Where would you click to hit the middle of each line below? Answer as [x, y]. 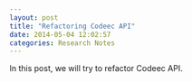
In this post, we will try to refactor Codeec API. [96, 68]
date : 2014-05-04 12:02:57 [60, 34]
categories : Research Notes [62, 43]
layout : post [34, 18]
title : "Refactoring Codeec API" [72, 26]
